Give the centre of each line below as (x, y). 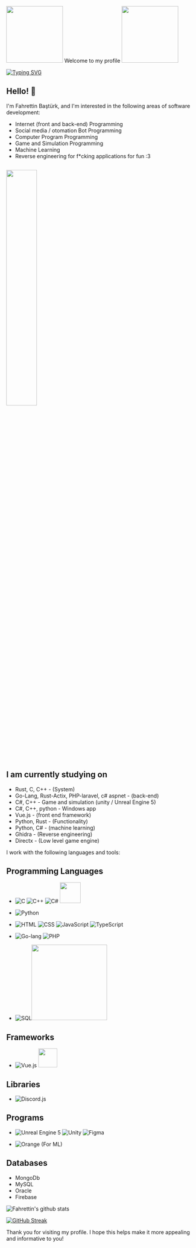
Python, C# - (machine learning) (55, 828)
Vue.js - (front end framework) (53, 815)
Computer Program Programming (56, 137)
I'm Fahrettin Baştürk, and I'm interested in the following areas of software (98, 106)
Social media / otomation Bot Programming (68, 130)
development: (23, 112)
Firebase (26, 1197)
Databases (27, 1163)
